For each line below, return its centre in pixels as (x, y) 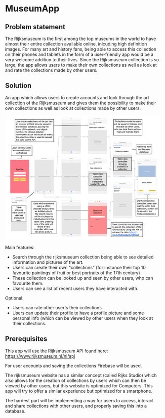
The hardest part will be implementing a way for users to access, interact (80, 400)
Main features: (20, 247)
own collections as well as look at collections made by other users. (73, 108)
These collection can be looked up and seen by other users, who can (82, 278)
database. (15, 411)
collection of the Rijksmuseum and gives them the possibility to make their (81, 103)
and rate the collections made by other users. (51, 70)
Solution (18, 86)
